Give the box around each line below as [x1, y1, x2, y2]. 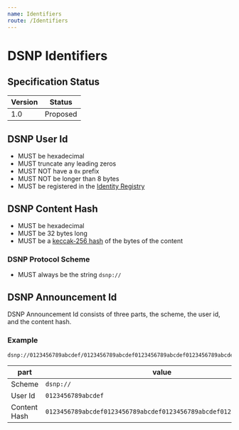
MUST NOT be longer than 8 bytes [17, 175, 119, 183]
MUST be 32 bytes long [17, 229, 87, 238]
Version [11, 97, 38, 107]
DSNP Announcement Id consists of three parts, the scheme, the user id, [7, 310, 221, 318]
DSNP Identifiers [7, 48, 108, 64]
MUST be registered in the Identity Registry [17, 182, 145, 190]
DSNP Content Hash [7, 203, 98, 215]
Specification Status [7, 76, 100, 88]
